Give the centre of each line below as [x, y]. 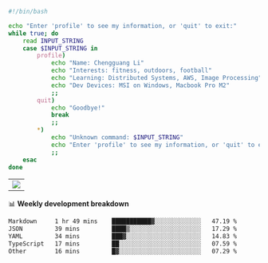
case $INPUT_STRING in [60, 48]
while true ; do [33, 33]
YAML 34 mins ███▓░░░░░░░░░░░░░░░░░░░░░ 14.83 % [123, 237]
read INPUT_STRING [53, 41]
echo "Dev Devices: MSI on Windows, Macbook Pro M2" [140, 85]
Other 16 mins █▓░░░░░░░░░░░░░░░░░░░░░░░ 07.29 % [123, 251]
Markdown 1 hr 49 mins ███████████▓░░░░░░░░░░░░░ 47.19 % [123, 221]
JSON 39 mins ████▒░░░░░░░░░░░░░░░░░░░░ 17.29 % [123, 229]
